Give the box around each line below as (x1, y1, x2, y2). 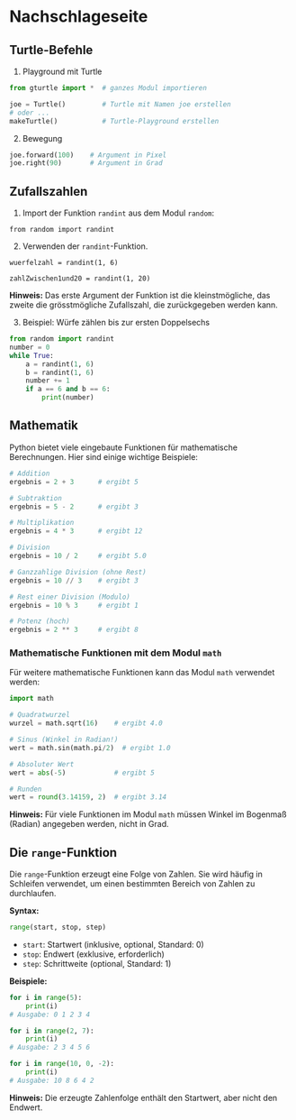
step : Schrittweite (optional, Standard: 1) (22, 958, 172, 969)
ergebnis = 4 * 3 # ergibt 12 (9, 527, 143, 536)
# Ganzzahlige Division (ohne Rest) (9, 567, 147, 576)
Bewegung (22, 133, 63, 143)
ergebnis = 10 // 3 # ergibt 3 (9, 575, 139, 585)
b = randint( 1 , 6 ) (25, 368, 94, 377)
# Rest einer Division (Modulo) (9, 592, 130, 601)
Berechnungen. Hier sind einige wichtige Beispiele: (9, 451, 198, 462)
